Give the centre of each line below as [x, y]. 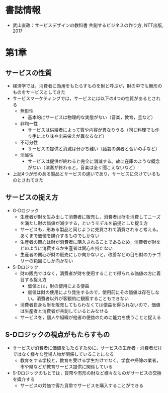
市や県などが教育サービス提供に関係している [66, 366]
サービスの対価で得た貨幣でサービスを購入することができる [82, 385]
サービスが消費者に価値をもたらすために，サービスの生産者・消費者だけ [87, 348]
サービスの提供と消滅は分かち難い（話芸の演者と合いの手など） [94, 148]
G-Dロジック [26, 210]
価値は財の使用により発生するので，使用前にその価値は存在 [89, 292]
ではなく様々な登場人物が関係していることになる [63, 354]
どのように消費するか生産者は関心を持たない [66, 248]
